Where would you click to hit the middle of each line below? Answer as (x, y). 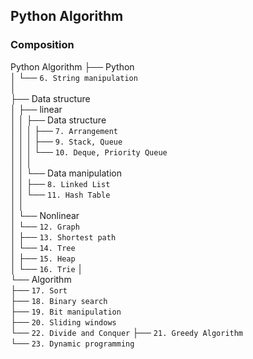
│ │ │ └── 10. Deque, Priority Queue (89, 151)
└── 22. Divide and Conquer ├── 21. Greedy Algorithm (127, 332)
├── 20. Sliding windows (63, 321)
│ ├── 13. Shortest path (63, 236)
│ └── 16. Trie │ (47, 268)
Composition (42, 45)
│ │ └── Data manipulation (66, 173)
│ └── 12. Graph (45, 226)
